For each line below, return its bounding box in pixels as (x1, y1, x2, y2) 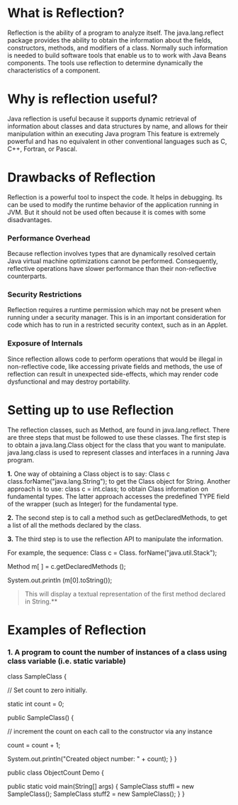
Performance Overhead (7, 233, 91, 243)
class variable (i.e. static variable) (7, 656, 126, 666)
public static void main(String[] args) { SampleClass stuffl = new (7, 782, 195, 791)
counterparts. (7, 272, 47, 281)
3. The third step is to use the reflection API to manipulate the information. (7, 534, 224, 543)
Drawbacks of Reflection (7, 170, 156, 186)
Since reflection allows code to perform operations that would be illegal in (7, 355, 223, 363)
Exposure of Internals (7, 338, 83, 348)
